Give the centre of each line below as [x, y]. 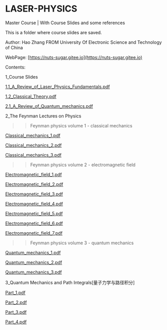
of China [14, 47]
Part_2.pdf [16, 302]
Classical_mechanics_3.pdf [33, 155]
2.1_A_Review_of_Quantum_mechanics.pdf [49, 106]
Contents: [15, 67]
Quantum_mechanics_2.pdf [34, 262]
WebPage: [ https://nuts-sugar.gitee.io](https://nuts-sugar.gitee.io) [74, 57]
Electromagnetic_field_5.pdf [34, 213]
